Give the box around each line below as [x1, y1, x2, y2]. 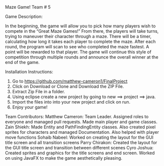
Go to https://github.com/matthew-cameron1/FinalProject [12, 78, 128, 84]
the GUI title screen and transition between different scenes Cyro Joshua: [5, 145, 154, 150]
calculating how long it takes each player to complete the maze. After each [5, 39, 156, 44]
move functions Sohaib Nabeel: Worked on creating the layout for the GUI [5, 134, 154, 140]
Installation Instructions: [5, 69, 53, 75]
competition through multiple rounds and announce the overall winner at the [5, 54, 159, 60]
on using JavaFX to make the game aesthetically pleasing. [5, 155, 122, 161]
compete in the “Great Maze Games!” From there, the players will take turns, [5, 28, 159, 34]
